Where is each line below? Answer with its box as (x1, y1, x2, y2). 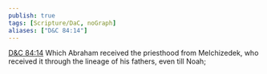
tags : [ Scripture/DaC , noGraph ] (8, 19, 116, 27)
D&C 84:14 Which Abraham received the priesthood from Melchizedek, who (8, 49, 259, 58)
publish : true (8, 11, 56, 20)
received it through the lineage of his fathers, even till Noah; (8, 56, 207, 66)
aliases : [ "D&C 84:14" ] (8, 26, 88, 34)
